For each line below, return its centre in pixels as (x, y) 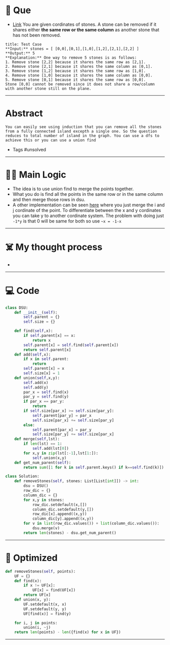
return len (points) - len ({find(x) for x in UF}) (68, 632)
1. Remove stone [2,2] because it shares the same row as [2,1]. (75, 62)
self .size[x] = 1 (41, 373)
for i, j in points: (36, 623)
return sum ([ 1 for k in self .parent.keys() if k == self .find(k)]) (94, 467)
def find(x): (28, 581)
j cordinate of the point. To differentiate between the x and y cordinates (87, 210)
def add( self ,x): (33, 354)
